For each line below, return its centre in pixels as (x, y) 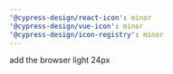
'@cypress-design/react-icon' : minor (81, 18)
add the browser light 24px (60, 60)
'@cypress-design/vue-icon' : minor (77, 26)
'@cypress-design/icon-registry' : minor (87, 34)
